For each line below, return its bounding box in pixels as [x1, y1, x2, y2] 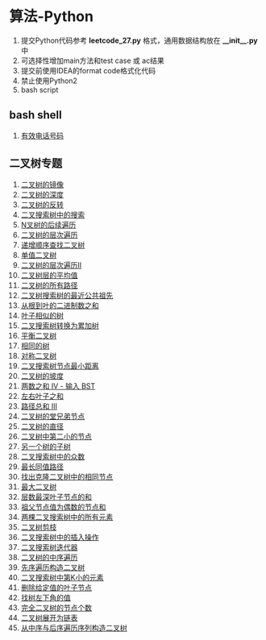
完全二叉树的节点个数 [20, 602, 92, 613]
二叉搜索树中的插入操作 [20, 532, 99, 542]
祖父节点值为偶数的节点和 [20, 501, 106, 512]
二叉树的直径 [20, 421, 64, 431]
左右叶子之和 [20, 391, 64, 401]
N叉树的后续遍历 [20, 219, 77, 230]
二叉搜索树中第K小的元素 [20, 572, 104, 582]
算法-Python [9, 7, 94, 26]
